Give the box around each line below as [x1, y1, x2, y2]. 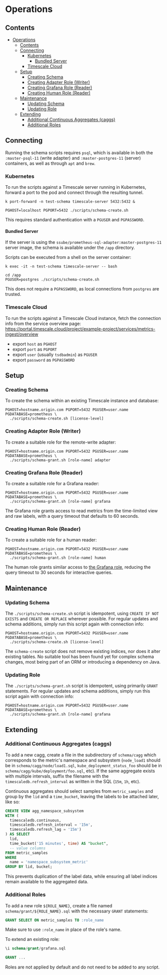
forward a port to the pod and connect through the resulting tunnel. [5, 189, 144, 196]
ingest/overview [5, 331, 38, 337]
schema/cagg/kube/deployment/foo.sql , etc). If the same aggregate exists [5, 768, 155, 774]
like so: [5, 799, 20, 805]
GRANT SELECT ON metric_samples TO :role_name [5, 917, 104, 922]
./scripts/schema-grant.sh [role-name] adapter [9, 457, 111, 463]
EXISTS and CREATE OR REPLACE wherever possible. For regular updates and [5, 615, 158, 621]
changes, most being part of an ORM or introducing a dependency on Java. [5, 659, 161, 665]
